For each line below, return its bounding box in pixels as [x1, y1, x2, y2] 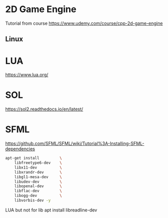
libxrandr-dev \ [14, 170, 62, 175]
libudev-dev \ [14, 179, 62, 184]
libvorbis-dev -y [14, 198, 51, 203]
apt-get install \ [5, 155, 62, 161]
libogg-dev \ [14, 193, 62, 198]
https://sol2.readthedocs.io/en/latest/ [5, 106, 83, 112]
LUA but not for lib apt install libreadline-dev [5, 207, 98, 213]
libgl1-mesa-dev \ [14, 174, 62, 180]
